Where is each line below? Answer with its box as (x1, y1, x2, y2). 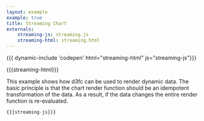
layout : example (6, 9, 48, 15)
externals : (6, 26, 34, 32)
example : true (6, 15, 43, 21)
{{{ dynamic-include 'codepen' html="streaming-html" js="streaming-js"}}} (6, 54, 197, 61)
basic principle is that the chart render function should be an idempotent (6, 84, 189, 92)
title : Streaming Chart (6, 20, 67, 26)
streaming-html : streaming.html (17, 37, 100, 43)
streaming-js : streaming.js (17, 32, 89, 38)
